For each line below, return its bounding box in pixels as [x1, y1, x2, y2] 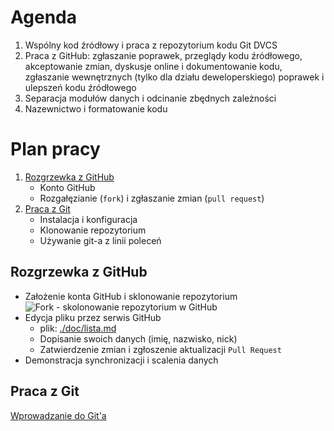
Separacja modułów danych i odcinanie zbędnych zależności [24, 92, 277, 104]
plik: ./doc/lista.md [39, 322, 117, 334]
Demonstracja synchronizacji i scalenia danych [24, 354, 219, 366]
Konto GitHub [39, 181, 96, 193]
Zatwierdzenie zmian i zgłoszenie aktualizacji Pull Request [39, 343, 282, 355]
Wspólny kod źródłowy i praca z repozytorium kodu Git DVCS [24, 39, 278, 51]
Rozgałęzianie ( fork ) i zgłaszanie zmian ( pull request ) [39, 192, 265, 204]
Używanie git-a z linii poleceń [39, 234, 162, 246]
